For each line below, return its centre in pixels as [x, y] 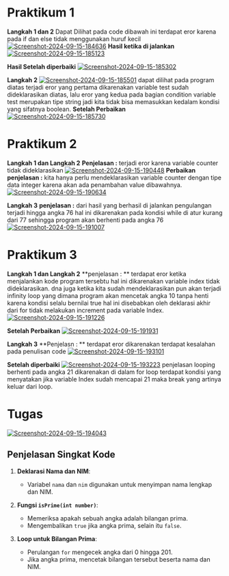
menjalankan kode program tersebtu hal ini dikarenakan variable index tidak [113, 281]
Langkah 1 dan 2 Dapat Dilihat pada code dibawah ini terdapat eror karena [112, 32]
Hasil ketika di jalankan [141, 46]
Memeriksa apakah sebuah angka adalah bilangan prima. [107, 518]
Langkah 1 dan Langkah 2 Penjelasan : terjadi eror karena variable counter [113, 163]
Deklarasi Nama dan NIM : [54, 471]
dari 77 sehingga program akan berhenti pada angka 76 [85, 220]
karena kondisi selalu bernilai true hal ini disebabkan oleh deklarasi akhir [109, 303]
